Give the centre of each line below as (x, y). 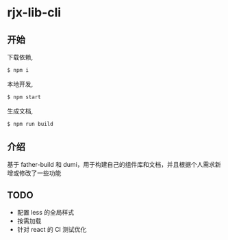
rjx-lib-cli (34, 13)
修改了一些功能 (40, 173)
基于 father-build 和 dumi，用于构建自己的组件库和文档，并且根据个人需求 (111, 165)
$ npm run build (30, 124)
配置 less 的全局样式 (46, 213)
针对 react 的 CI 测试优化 (52, 230)
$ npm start (24, 97)
